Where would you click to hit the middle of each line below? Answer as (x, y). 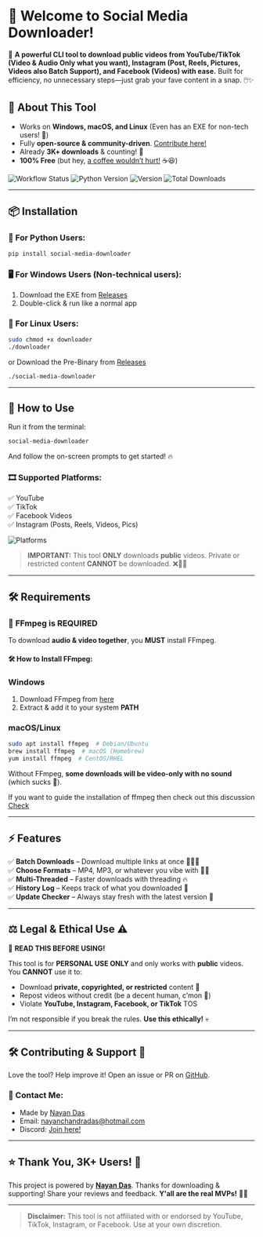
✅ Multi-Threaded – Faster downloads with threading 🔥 (98, 879)
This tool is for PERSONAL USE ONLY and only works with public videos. (126, 963)
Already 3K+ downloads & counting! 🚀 (81, 151)
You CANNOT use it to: (45, 972)
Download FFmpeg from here (67, 699)
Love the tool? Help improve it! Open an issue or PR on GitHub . (109, 1075)
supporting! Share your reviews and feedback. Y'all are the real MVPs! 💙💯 (128, 1193)
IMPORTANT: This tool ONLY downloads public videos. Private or (133, 555)
